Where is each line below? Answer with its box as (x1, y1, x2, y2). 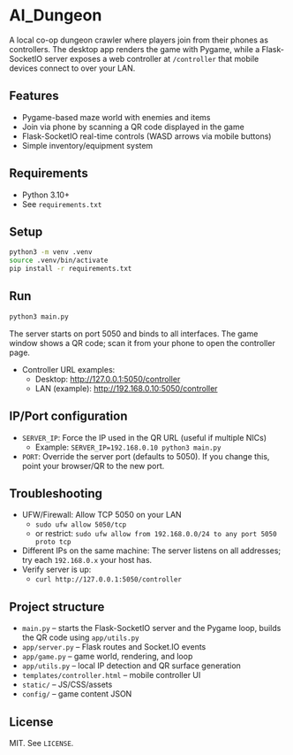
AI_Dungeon (9, 5, 102, 26)
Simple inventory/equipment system (21, 140, 154, 150)
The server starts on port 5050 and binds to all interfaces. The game (9, 328, 259, 339)
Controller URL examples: (21, 364, 116, 374)
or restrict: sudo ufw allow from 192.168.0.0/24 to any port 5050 (34, 528, 277, 539)
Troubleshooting (9, 486, 103, 501)
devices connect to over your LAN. (9, 63, 136, 73)
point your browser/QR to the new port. (21, 460, 165, 471)
